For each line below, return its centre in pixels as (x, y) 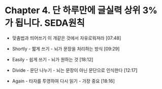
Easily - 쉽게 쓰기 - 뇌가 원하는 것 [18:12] (53, 59)
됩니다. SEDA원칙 (50, 23)
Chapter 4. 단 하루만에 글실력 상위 (73, 10)
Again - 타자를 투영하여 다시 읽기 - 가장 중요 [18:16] (63, 81)
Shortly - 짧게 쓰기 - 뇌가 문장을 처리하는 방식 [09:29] (66, 49)
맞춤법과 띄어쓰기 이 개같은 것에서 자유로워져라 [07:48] (67, 38)
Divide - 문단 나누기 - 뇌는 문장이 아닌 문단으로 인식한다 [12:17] (75, 70)
